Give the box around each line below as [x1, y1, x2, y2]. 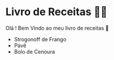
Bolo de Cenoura [14, 48, 55, 55]
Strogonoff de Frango [14, 36, 67, 43]
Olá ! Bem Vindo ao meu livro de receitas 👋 [5, 24, 109, 31]
